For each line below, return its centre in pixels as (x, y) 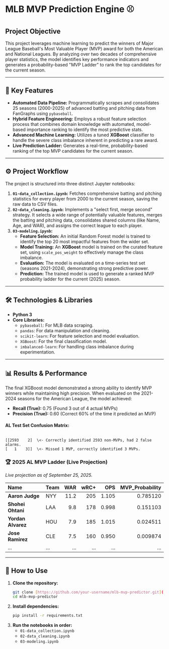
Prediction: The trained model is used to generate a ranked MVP (87, 273)
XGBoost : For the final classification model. (63, 341)
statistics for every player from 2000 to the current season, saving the (85, 198)
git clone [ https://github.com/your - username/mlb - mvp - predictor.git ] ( (88, 592)
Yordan (17, 519)
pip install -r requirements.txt (48, 616)
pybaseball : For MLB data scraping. (57, 325)
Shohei (16, 504)
